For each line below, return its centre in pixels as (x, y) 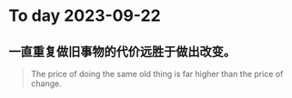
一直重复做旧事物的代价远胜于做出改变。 (122, 51)
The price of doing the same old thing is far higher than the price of (157, 74)
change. (46, 83)
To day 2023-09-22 (85, 16)
